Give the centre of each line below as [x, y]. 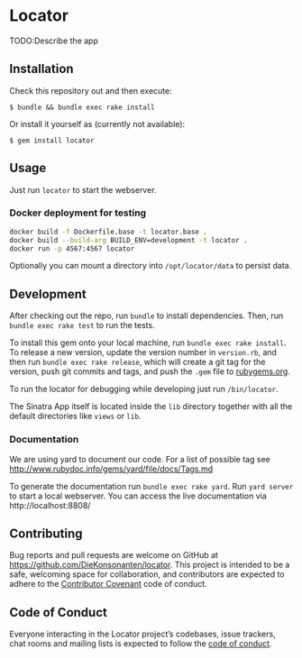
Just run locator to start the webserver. [83, 189]
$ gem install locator [52, 141]
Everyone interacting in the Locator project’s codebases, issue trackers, [143, 634]
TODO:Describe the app [54, 41]
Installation [41, 69]
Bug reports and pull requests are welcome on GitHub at [114, 555]
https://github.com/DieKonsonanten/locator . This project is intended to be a [150, 565]
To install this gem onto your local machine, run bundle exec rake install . [148, 343]
